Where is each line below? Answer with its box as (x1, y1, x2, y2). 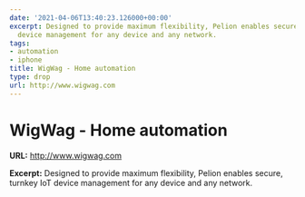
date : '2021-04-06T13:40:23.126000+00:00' (9, 13, 172, 23)
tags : (9, 38, 30, 48)
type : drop (9, 73, 51, 82)
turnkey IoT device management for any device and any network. (9, 177, 253, 188)
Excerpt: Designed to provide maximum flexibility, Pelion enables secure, (9, 167, 283, 178)
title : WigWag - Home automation (9, 64, 136, 74)
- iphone (9, 55, 43, 64)
